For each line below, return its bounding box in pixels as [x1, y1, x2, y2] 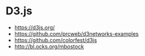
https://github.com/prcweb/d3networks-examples [14, 30, 139, 37]
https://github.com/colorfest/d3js [14, 36, 97, 43]
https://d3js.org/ [14, 24, 55, 31]
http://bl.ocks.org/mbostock [14, 43, 84, 50]
